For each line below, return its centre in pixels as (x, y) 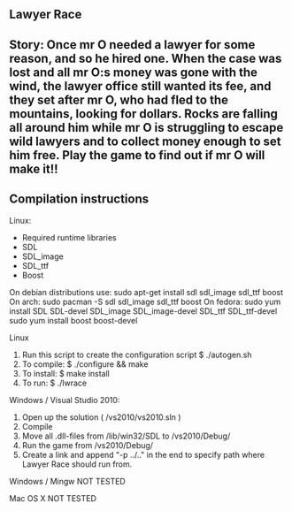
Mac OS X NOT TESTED (53, 498)
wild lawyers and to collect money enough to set (145, 141)
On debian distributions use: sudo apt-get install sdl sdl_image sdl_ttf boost (146, 292)
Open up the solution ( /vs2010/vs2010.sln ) (101, 417)
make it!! (34, 168)
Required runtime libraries (69, 237)
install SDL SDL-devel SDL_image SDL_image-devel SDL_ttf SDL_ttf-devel (143, 311)
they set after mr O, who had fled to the (119, 99)
